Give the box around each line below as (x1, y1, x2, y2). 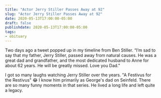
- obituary (5, 34, 27, 39)
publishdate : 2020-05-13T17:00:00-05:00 (5, 25, 88, 30)
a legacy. (5, 87, 23, 93)
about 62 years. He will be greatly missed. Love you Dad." (5, 62, 120, 68)
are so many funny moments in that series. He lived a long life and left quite (5, 82, 156, 88)
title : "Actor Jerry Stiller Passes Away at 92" (5, 7, 105, 12)
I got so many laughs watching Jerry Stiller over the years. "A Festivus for (5, 72, 151, 78)
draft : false (5, 20, 31, 26)
